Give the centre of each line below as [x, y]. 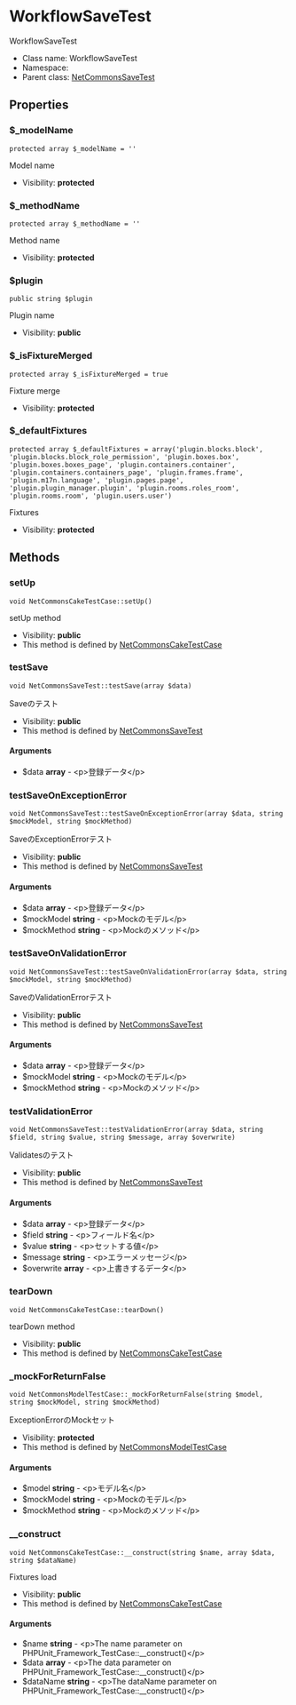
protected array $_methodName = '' [75, 224]
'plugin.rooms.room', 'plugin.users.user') [91, 496]
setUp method [35, 617]
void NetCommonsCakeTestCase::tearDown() [87, 1310]
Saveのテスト [34, 703]
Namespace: [45, 68]
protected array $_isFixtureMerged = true [89, 374]
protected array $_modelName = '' [73, 148]
